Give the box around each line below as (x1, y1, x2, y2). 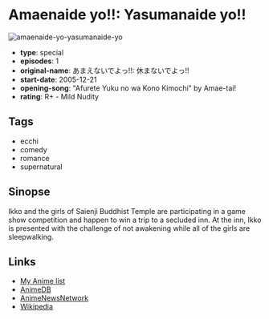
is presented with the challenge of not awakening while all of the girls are (8, 223, 251, 233)
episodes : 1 (19, 56, 59, 66)
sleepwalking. (8, 232, 55, 241)
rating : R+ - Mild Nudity (19, 91, 99, 101)
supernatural (19, 162, 63, 172)
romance (19, 153, 50, 163)
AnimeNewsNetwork (19, 293, 89, 303)
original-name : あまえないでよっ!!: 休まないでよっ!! (19, 66, 190, 75)
